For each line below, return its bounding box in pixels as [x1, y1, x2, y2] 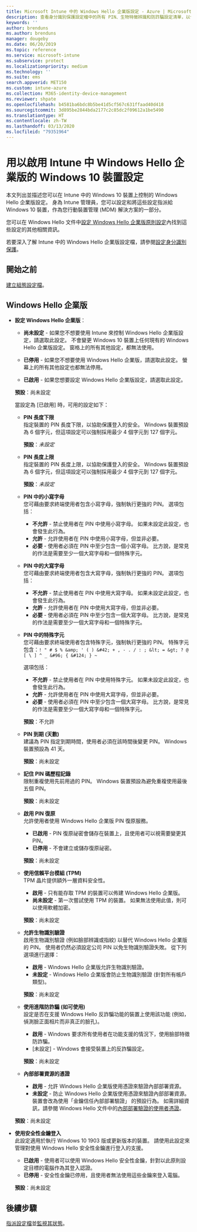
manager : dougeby [6, 36, 49, 42]
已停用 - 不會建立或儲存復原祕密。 [32, 844, 115, 852]
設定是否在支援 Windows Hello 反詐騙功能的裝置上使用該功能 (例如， [23, 1011, 189, 1018]
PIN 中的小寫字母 [23, 493, 64, 500]
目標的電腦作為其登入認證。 [28, 1164, 96, 1171]
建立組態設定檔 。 [6, 281, 47, 288]
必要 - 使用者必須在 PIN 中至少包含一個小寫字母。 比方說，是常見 [32, 542, 189, 550]
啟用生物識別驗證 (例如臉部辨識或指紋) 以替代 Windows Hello [23, 936, 171, 944]
